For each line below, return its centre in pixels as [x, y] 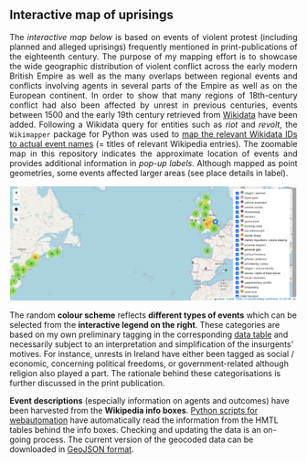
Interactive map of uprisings [91, 15]
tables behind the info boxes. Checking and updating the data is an [136, 430]
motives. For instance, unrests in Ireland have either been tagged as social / [152, 354]
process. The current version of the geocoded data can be [143, 440]
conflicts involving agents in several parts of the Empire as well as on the [153, 85]
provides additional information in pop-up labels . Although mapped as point [153, 163]
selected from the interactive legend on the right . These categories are [145, 325]
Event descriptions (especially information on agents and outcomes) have [149, 401]
